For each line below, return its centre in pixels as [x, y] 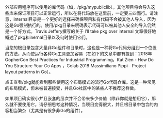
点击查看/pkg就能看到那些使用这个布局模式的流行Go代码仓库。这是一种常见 [81, 82]
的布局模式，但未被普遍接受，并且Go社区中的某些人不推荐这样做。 [72, 88]
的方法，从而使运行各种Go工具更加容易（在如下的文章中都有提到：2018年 [79, 54]
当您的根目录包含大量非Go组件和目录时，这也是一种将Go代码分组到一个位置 [81, 48]
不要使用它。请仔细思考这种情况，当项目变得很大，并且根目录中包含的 [83, 104]
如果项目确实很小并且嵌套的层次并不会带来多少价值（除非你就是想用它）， [78, 98]
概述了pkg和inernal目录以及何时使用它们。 [48, 37]
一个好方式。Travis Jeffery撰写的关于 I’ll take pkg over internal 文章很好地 [82, 31]
